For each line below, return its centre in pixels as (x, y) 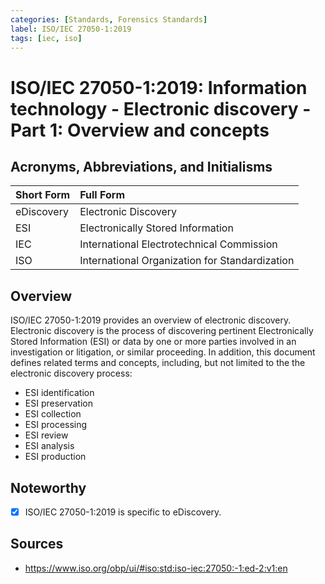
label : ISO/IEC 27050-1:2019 (71, 29)
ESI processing (56, 425)
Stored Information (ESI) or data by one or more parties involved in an (153, 342)
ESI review (46, 435)
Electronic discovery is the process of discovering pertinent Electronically (162, 331)
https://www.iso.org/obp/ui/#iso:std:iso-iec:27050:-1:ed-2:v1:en (156, 568)
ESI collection (53, 414)
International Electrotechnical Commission (178, 244)
